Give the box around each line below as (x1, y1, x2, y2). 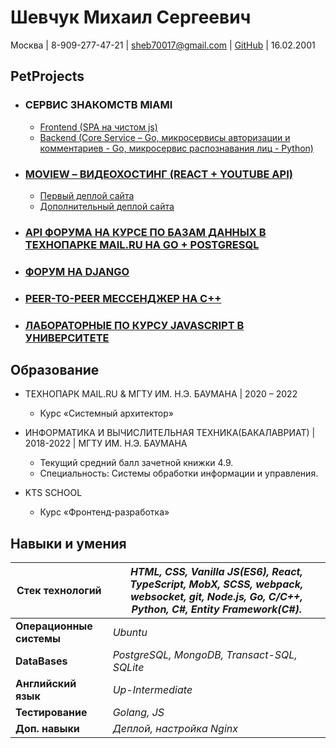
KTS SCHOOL (24, 487, 83, 499)
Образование (10, 362, 100, 378)
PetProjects (10, 68, 85, 85)
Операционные (15, 619, 93, 633)
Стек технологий (16, 584, 102, 598)
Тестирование (15, 706, 88, 720)
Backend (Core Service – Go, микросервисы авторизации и (39, 131, 291, 143)
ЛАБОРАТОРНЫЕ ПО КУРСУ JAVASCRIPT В (24, 318, 245, 332)
